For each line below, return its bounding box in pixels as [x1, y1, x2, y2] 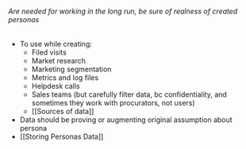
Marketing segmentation [31, 64, 112, 74]
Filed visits [31, 48, 67, 57]
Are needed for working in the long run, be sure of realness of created [8, 6, 238, 16]
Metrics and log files [31, 73, 99, 82]
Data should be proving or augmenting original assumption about [19, 115, 233, 124]
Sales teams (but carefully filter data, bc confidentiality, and [31, 90, 228, 99]
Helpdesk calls [31, 82, 81, 91]
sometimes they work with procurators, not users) [31, 98, 196, 108]
